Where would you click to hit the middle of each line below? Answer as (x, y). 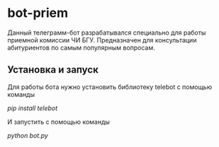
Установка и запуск (53, 70)
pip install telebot (33, 108)
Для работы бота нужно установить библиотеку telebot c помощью (110, 87)
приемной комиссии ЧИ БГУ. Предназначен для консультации (102, 40)
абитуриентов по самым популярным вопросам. (82, 47)
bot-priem (38, 13)
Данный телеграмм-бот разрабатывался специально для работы (107, 33)
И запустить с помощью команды (58, 122)
